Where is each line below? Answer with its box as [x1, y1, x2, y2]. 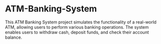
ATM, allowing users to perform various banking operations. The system [5, 24, 149, 30]
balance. [5, 34, 23, 40]
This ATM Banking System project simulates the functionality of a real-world [5, 19, 157, 25]
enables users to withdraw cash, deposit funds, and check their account [5, 29, 149, 35]
